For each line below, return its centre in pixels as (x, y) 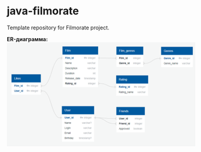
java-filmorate (43, 11)
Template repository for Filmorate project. (58, 28)
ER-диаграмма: (28, 39)
